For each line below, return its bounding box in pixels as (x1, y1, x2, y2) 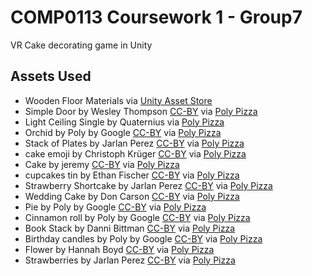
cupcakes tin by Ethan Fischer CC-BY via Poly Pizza (24, 169, 240, 181)
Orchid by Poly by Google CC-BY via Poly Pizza (24, 126, 222, 138)
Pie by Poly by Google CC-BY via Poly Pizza (24, 201, 207, 213)
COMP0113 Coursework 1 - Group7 (10, 6, 303, 29)
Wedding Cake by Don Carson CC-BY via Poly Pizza (24, 190, 240, 202)
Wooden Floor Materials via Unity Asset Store (24, 94, 213, 106)
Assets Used (10, 68, 92, 85)
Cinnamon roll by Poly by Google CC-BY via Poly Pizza (24, 211, 251, 223)
